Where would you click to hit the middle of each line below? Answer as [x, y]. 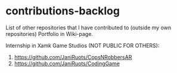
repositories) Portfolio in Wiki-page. [49, 34]
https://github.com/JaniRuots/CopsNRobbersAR [73, 57]
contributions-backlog [63, 11]
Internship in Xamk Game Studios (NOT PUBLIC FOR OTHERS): [83, 45]
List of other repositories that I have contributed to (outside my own [88, 28]
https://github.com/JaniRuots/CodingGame [67, 63]
